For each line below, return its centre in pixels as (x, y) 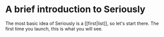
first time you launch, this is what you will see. (54, 28)
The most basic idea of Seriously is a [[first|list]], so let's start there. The (82, 23)
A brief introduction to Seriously (75, 9)
